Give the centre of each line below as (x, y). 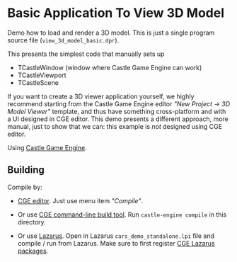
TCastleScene (38, 82)
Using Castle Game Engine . (47, 147)
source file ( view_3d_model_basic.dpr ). (63, 40)
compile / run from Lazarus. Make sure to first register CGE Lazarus (116, 243)
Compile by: (25, 187)
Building (26, 170)
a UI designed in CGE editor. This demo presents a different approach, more (118, 119)
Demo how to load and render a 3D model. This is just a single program (111, 33)
